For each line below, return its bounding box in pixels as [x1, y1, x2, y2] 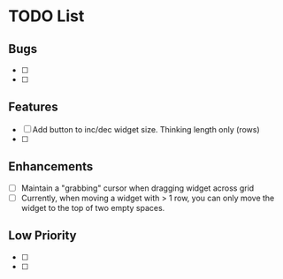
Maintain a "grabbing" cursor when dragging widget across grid [20, 183, 255, 193]
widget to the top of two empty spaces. [20, 202, 165, 213]
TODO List [8, 6, 85, 26]
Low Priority [8, 228, 77, 244]
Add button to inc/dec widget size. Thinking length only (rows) [32, 124, 260, 134]
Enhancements [8, 159, 94, 174]
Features [8, 100, 58, 115]
